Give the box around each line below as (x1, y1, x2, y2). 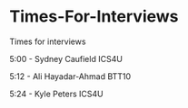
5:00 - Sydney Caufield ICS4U (9, 53, 123, 64)
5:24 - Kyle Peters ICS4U (9, 88, 104, 99)
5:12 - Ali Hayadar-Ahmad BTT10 (9, 70, 132, 82)
